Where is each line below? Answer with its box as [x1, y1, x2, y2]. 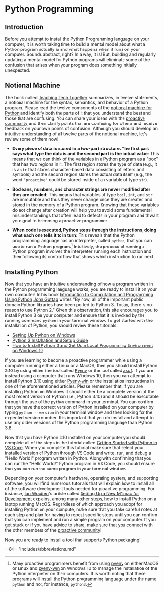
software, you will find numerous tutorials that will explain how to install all [5, 480, 154, 486]
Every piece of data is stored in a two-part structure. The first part [12, 146, 149, 151]
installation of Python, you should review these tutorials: [5, 322, 118, 329]
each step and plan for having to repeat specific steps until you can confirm [5, 512, 158, 518]
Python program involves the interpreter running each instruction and [12, 248, 152, 254]
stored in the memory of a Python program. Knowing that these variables [12, 202, 159, 208]
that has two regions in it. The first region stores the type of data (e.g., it [12, 161, 157, 167]
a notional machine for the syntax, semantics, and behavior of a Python [5, 99, 148, 105]
